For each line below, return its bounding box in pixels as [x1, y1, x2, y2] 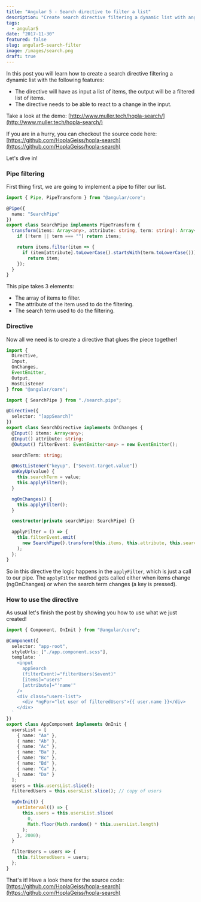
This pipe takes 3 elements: [6, 283, 74, 290]
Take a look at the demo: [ [6, 112, 71, 119]
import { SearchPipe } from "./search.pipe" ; [6, 397, 121, 403]
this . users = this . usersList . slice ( [22, 810, 114, 816]
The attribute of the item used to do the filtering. [14, 301, 134, 308]
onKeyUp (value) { [11, 469, 55, 475]
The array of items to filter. [14, 294, 81, 301]
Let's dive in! [6, 154, 38, 162]
